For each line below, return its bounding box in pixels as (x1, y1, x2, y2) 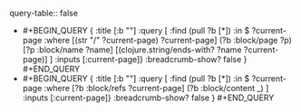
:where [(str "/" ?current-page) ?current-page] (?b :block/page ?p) (44, 35, 293, 45)
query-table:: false (9, 8, 79, 18)
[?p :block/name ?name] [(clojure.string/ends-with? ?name (22, 44, 242, 55)
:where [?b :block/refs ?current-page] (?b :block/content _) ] (44, 83, 269, 93)
